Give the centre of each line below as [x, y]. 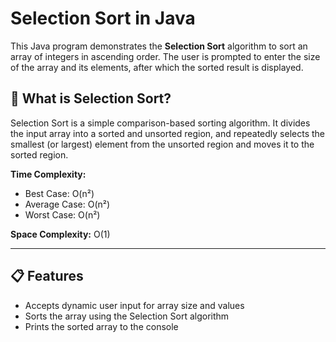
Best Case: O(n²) [59, 193]
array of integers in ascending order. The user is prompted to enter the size [165, 56]
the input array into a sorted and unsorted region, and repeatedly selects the [168, 133]
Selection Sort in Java [103, 18]
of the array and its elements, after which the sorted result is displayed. [157, 67]
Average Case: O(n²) [67, 204]
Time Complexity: [48, 174]
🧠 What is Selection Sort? [91, 98]
